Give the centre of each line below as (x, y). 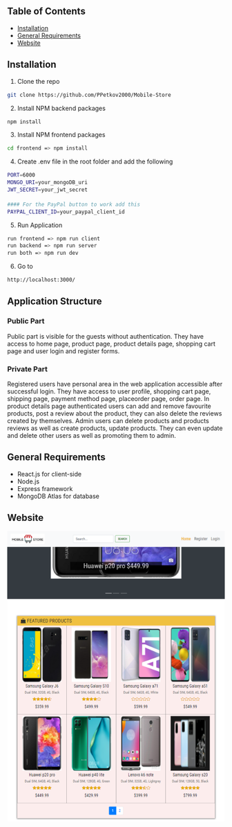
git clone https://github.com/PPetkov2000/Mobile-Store (89, 95)
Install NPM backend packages (61, 108)
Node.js (28, 481)
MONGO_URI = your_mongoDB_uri (48, 183)
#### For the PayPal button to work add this (74, 204)
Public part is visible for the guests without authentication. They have (106, 336)
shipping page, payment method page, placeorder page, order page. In (108, 398)
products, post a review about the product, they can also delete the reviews (115, 413)
